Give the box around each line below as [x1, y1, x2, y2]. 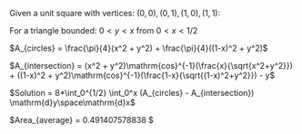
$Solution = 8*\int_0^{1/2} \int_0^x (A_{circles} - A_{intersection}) [9, 88, 255, 98]
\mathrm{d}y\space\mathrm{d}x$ [9, 97, 136, 108]
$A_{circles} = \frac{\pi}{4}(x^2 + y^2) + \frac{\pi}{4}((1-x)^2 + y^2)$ [9, 43, 268, 53]
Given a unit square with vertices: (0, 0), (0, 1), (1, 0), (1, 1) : [9, 8, 221, 18]
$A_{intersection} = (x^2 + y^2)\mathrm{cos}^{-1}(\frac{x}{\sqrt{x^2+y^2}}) [9, 61, 294, 71]
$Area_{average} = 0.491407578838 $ [9, 115, 155, 125]
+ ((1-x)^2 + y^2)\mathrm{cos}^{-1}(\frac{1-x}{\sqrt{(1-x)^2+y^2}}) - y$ [9, 70, 276, 81]
